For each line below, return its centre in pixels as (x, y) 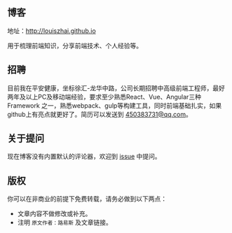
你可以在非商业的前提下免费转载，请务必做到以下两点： (87, 199)
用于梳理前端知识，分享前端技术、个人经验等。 (75, 45)
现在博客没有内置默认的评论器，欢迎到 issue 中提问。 (84, 157)
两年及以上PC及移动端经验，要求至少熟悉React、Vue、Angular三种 (104, 97)
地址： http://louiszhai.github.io (52, 31)
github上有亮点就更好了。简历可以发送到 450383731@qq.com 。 (100, 114)
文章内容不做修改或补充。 (54, 214)
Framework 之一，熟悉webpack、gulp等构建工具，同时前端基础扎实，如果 (115, 105)
